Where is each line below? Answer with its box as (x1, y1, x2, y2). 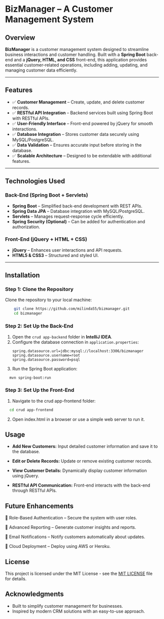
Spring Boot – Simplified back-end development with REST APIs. (12, 203, 143, 209)
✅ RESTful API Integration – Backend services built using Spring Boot (12, 109, 153, 116)
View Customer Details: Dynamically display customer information (12, 467, 147, 474)
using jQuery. (12, 473, 39, 479)
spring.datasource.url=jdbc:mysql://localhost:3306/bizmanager (12, 348, 144, 354)
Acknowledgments (5, 590, 64, 598)
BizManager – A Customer (5, 3, 113, 15)
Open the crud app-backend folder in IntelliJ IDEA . (12, 334, 112, 339)
